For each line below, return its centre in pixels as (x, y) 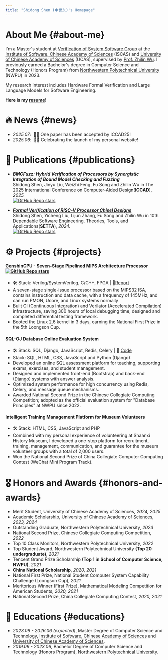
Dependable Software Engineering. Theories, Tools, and (70, 221)
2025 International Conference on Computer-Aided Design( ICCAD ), (82, 190)
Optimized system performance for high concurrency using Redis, (81, 384)
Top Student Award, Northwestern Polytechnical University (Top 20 (82, 549)
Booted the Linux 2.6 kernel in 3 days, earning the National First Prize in (87, 322)
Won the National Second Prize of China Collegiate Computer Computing (88, 457)
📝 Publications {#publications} (70, 160)
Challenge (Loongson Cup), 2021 (47, 581)
